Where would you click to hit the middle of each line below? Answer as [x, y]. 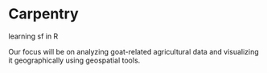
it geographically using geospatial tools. [74, 60]
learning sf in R [33, 36]
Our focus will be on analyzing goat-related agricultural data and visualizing [133, 51]
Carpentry [43, 14]
